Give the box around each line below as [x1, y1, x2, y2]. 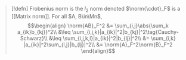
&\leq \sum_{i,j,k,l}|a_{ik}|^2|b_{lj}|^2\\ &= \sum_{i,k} [49, 34, 176, 42]
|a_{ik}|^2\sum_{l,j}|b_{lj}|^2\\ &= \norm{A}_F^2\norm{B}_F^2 [23, 41, 173, 48]
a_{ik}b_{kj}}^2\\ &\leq [17, 28, 71, 35]
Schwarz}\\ [20, 34, 48, 42]
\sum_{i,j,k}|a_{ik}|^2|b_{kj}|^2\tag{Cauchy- [72, 28, 179, 35]
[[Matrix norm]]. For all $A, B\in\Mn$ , [11, 12, 103, 20]
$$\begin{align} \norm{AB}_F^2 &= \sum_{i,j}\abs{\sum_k [27, 22, 169, 29]
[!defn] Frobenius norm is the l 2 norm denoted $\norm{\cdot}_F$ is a [11, 5, 181, 14]
